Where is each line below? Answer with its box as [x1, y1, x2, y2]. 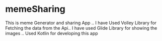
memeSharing [5, 3, 65, 15]
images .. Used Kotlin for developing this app [5, 30, 98, 36]
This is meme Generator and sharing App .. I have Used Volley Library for [5, 20, 157, 26]
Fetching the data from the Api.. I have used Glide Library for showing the [5, 25, 157, 31]
